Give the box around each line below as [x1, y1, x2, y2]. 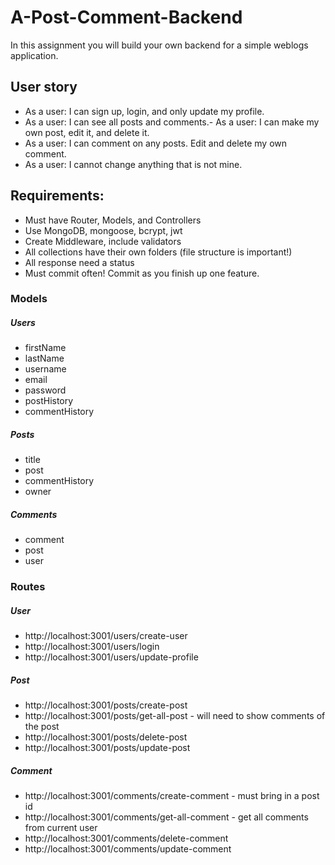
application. [10, 49, 59, 61]
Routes [10, 580, 46, 594]
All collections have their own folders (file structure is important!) [24, 246, 293, 258]
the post [24, 721, 60, 733]
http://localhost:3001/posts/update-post [24, 742, 191, 754]
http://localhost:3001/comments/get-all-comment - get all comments [24, 811, 309, 823]
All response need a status [24, 256, 135, 268]
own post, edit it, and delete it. [24, 126, 150, 138]
